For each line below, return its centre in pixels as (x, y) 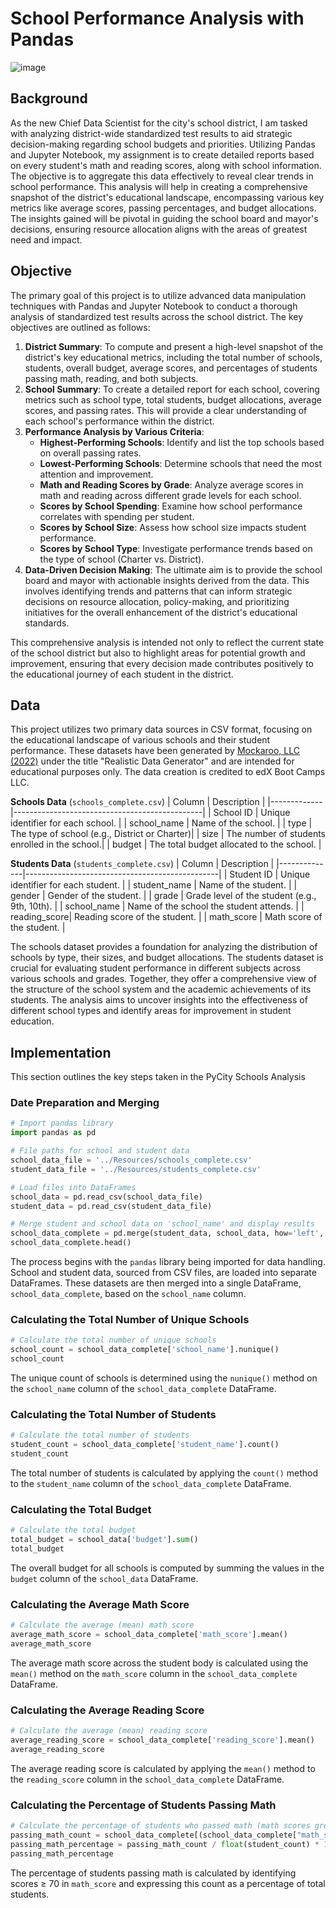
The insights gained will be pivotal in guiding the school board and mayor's (164, 218)
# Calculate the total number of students (100, 1435)
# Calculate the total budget (73, 1530)
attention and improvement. (96, 474)
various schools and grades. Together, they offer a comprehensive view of (163, 979)
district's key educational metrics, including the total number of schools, (173, 357)
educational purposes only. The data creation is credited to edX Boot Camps (168, 772)
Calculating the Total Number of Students (113, 1414)
